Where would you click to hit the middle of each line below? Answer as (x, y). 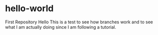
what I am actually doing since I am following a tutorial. (61, 27)
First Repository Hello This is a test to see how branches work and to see (79, 22)
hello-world (30, 9)
